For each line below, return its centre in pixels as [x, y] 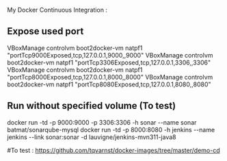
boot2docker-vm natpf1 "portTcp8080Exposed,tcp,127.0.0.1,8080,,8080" [109, 84]
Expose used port [45, 31]
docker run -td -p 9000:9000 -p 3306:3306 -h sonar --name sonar [102, 122]
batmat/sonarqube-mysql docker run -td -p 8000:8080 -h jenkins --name [111, 129]
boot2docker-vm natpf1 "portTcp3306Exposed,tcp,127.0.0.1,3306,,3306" [109, 62]
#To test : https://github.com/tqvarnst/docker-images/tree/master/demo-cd [113, 150]
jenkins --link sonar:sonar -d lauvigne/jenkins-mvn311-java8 [92, 137]
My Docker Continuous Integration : [57, 10]
